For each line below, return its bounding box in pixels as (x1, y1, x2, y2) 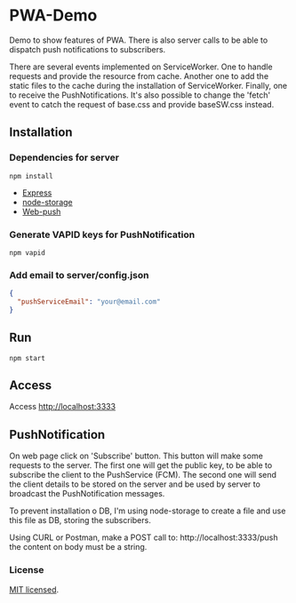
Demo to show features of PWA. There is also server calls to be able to (9, 35, 268, 45)
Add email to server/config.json (9, 268, 149, 281)
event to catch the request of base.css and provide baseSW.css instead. (9, 99, 275, 109)
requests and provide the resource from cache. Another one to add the (9, 70, 269, 81)
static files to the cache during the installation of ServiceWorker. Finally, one (9, 80, 287, 91)
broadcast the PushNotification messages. (9, 488, 165, 499)
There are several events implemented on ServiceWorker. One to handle (9, 61, 273, 72)
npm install (9, 171, 53, 180)
